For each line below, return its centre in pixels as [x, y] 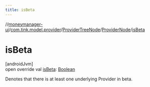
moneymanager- [25, 24]
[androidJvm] [19, 64]
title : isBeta [20, 10]
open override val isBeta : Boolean [40, 69]
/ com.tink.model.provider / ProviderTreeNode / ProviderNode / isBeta [77, 29]
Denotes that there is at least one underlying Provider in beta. [69, 79]
